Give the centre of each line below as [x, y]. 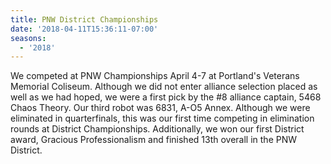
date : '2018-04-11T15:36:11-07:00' [84, 29]
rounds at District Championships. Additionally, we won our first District [157, 129]
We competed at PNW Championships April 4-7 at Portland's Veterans [155, 76]
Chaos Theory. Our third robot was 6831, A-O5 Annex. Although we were [160, 108]
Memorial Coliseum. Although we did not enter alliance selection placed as [164, 87]
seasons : [28, 38]
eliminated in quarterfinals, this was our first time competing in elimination [162, 118]
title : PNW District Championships [84, 19]
